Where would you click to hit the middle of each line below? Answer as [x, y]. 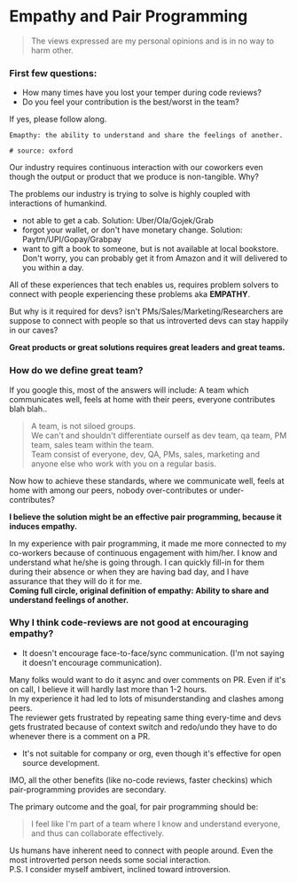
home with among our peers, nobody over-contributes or [113, 490]
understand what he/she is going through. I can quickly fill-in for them [137, 562]
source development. [61, 762]
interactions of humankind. [58, 203]
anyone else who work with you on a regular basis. [124, 464]
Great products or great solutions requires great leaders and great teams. [147, 348]
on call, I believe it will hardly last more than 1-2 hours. [108, 689]
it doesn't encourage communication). [92, 662]
